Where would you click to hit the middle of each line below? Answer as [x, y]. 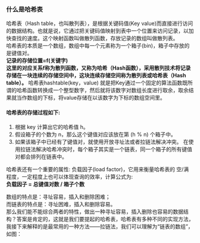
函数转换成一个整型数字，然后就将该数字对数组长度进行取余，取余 [107, 90]
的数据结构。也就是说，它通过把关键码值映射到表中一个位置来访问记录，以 [97, 31]
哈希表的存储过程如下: [33, 112]
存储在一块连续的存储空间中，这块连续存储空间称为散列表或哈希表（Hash [96, 75]
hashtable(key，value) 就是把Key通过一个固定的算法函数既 [115, 83]
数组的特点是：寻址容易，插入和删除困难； [58, 197]
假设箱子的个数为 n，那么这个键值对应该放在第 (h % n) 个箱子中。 [96, 134]
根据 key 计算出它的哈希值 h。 [52, 127]
